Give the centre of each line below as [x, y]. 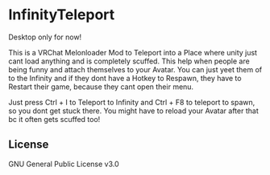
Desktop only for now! [45, 37]
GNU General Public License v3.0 [64, 164]
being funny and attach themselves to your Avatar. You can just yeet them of [135, 69]
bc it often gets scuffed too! [54, 119]
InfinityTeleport [62, 15]
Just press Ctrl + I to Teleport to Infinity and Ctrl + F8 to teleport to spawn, [132, 102]
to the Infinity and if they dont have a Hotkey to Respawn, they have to [125, 78]
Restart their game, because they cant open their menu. [101, 87]
